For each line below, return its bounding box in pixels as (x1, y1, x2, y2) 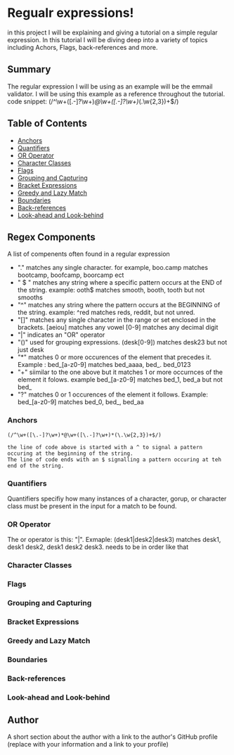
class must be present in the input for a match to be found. (7, 501, 177, 510)
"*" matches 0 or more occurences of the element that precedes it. (17, 353, 212, 361)
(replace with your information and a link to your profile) (7, 740, 169, 749)
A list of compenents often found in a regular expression (7, 250, 170, 258)
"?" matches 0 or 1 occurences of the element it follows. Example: (17, 390, 209, 399)
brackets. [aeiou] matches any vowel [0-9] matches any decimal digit (17, 323, 219, 332)
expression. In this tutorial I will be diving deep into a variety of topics (7, 35, 208, 44)
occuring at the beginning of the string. (7, 450, 134, 457)
